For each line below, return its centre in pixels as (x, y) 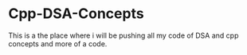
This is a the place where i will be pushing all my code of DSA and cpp (123, 35)
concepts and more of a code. (58, 43)
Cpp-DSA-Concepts (76, 14)
